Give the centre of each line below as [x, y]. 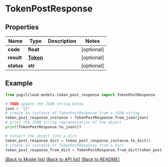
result [15, 58]
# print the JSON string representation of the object [63, 123]
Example [19, 83]
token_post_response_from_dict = [40, 150]
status [15, 66]
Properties [22, 27]
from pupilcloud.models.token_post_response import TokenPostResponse [80, 95]
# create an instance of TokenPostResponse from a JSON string [72, 113]
